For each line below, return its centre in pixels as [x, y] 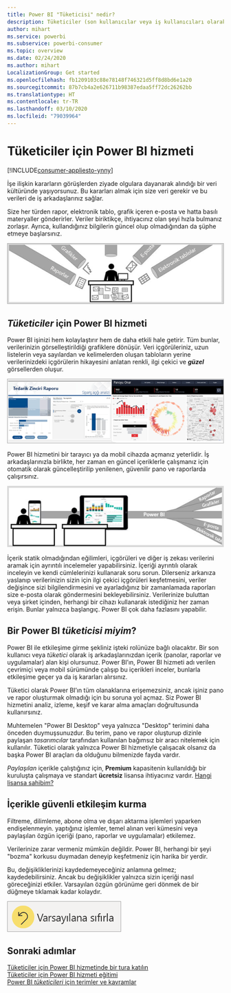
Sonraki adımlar [42, 951]
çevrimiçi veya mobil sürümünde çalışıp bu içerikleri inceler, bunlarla [104, 669]
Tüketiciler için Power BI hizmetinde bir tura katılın [78, 968]
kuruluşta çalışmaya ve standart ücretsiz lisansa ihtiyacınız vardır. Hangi [109, 775]
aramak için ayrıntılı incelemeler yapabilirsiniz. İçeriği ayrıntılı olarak [102, 565]
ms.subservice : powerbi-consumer [55, 44]
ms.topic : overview [35, 51]
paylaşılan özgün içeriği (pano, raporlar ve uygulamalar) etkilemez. [101, 835]
